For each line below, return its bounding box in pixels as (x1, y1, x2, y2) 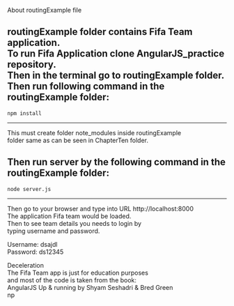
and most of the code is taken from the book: (7, 275, 137, 284)
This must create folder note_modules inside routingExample (7, 128, 182, 137)
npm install (7, 109, 42, 117)
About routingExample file (7, 6, 82, 14)
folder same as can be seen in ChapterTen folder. (7, 136, 148, 144)
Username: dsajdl (7, 240, 58, 248)
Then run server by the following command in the (7, 156, 226, 168)
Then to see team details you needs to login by (7, 219, 141, 227)
